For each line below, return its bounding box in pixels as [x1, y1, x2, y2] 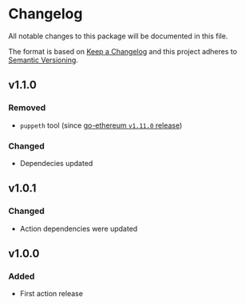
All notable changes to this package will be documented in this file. [8, 31, 228, 41]
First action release [19, 289, 84, 299]
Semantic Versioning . [8, 55, 78, 65]
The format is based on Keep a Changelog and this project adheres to [8, 46, 238, 56]
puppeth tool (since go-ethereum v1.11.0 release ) [19, 121, 183, 130]
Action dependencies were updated [19, 224, 138, 233]
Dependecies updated [19, 158, 93, 168]
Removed [8, 102, 46, 113]
